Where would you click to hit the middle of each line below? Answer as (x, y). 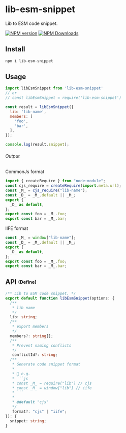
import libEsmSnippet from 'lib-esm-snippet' (54, 88)
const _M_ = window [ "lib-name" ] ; (41, 238)
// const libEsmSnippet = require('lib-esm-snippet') (64, 98)
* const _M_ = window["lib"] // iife (52, 388)
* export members (30, 327)
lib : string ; (24, 317)
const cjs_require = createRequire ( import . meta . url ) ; (64, 186)
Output (13, 156)
